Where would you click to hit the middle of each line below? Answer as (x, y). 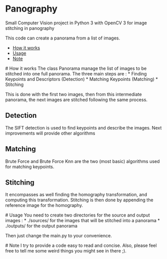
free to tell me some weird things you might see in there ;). (66, 251)
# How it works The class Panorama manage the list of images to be (76, 68)
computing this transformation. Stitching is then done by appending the (79, 200)
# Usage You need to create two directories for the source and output (78, 215)
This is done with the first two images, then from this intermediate (74, 94)
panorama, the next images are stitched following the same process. (76, 100)
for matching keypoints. (30, 166)
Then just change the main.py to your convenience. (59, 236)
